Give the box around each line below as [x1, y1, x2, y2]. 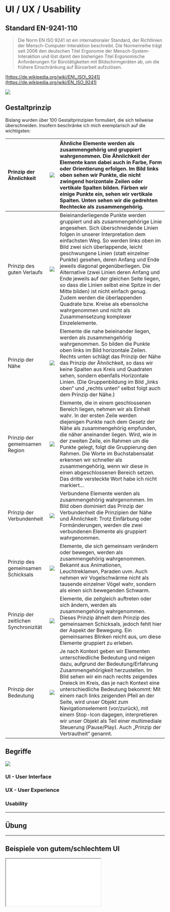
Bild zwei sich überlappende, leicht [60, 243, 143, 250]
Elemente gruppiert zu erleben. [60, 639, 134, 646]
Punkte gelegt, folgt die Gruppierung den [60, 444, 157, 451]
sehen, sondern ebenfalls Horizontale [60, 372, 149, 379]
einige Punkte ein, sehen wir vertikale [60, 190, 153, 197]
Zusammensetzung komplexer [60, 313, 132, 320]
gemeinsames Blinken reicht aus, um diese [60, 633, 161, 640]
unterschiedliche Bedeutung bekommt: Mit [60, 685, 161, 692]
